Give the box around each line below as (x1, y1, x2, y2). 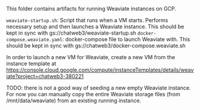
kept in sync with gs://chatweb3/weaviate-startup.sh (6, 29, 136, 36)
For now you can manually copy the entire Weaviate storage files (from (6, 91, 180, 97)
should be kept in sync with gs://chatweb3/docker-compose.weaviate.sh (6, 42, 186, 49)
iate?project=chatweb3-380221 (6, 73, 84, 80)
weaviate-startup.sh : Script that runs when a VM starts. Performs (6, 17, 168, 23)
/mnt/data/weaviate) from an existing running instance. (6, 97, 141, 104)
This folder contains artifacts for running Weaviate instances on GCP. (6, 5, 177, 12)
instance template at (6, 60, 57, 67)
